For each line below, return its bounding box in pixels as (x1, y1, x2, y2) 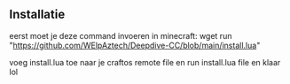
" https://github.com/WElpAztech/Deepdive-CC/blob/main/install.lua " (9, 40, 261, 50)
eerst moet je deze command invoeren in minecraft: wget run (9, 30, 232, 41)
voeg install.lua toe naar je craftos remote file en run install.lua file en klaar (9, 57, 281, 67)
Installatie (9, 7, 66, 22)
